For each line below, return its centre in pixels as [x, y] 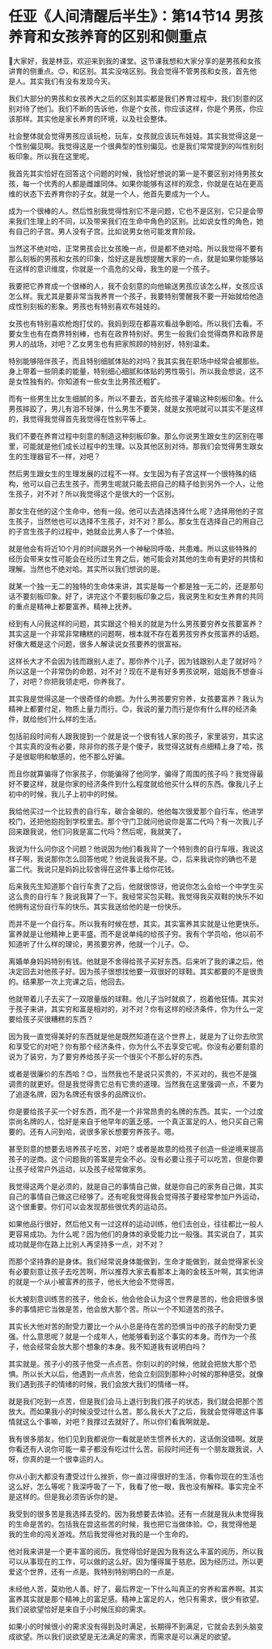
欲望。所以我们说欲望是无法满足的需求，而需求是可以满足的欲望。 [125, 1636]
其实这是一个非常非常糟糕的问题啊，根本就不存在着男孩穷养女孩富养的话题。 [136, 633]
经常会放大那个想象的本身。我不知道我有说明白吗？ [121, 1346]
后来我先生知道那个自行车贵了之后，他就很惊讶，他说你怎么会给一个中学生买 [136, 886]
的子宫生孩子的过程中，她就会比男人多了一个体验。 [93, 531]
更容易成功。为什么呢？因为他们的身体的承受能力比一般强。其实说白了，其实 [136, 1234]
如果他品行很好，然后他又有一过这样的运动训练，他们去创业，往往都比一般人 [136, 1224]
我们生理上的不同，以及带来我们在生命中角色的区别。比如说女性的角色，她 [139, 221]
